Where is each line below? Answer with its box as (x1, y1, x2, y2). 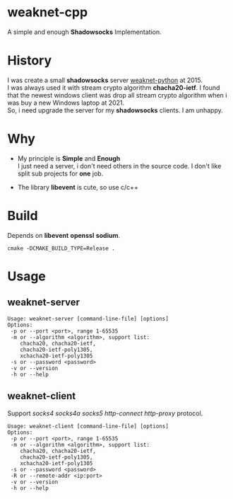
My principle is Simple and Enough (17, 154, 121, 163)
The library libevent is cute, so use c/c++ (17, 183, 139, 191)
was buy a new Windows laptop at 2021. (7, 98, 125, 107)
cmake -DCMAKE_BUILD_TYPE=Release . (7, 245, 115, 252)
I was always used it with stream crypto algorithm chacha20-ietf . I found (7, 83, 220, 92)
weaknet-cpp (7, 4, 88, 21)
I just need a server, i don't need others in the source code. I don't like (17, 161, 222, 170)
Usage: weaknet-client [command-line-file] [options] (7, 423, 169, 430)
